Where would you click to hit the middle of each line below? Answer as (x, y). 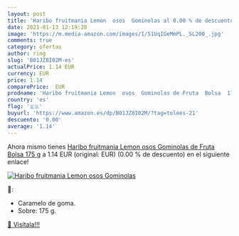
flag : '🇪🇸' (25, 107)
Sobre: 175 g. (37, 210)
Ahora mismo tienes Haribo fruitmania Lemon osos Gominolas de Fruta (111, 146)
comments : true (30, 41)
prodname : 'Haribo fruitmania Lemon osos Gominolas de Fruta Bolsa (114, 93)
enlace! (18, 161)
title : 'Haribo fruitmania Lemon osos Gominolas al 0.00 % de (105, 21)
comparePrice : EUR (36, 87)
